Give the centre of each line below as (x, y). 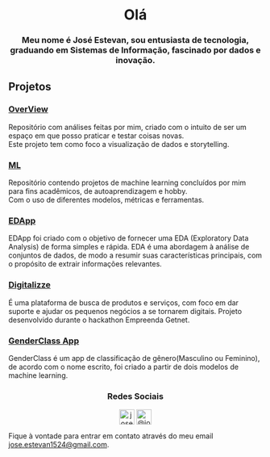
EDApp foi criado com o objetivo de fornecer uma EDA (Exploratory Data (129, 238)
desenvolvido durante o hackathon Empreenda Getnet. (99, 320)
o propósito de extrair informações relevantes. (85, 264)
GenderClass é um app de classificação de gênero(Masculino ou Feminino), (134, 358)
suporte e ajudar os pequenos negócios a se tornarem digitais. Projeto (125, 311)
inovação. (135, 61)
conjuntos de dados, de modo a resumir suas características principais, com (135, 255)
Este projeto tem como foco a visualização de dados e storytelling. (119, 144)
